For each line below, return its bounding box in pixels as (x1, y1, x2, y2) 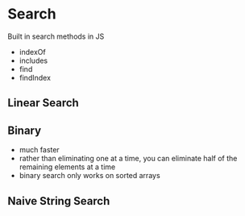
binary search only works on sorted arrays (19, 171, 160, 181)
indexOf (19, 47, 46, 56)
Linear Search (7, 96, 80, 110)
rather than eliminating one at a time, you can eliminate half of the (19, 154, 238, 164)
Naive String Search (7, 194, 110, 208)
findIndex (19, 73, 52, 82)
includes (19, 56, 48, 65)
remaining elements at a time (19, 162, 116, 172)
